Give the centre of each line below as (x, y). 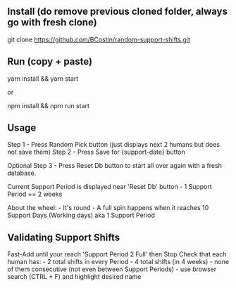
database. (22, 173)
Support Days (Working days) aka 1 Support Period (81, 215)
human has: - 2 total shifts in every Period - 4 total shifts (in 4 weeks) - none (118, 262)
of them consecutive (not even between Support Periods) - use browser (112, 269)
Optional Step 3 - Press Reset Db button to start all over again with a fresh (114, 166)
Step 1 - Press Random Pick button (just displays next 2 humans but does (114, 145)
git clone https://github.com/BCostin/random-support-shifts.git (99, 39)
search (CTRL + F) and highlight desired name (74, 277)
